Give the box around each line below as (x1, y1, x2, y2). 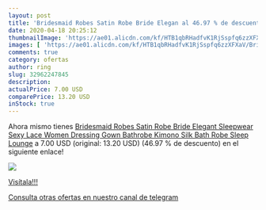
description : (8, 78, 51, 86)
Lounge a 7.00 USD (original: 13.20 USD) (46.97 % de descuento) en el (8, 139, 239, 148)
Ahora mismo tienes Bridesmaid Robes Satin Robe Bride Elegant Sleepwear (8, 122, 253, 132)
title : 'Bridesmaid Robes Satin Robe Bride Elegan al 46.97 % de (8, 19, 228, 27)
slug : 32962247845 (8, 71, 69, 78)
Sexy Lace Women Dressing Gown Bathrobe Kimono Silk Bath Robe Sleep (8, 130, 249, 139)
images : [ (8, 41, 41, 49)
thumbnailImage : (8, 33, 62, 42)
